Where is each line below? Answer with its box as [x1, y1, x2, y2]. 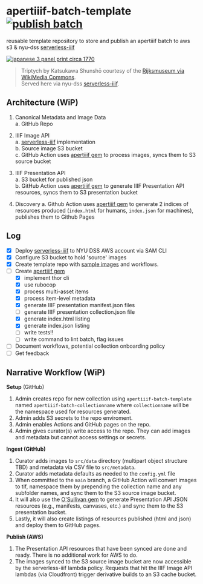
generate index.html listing [24, 315, 91, 322]
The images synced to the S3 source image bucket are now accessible [14, 558, 192, 565]
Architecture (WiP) [6, 98, 79, 108]
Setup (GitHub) [6, 383, 45, 391]
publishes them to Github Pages [14, 213, 95, 221]
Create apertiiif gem [14, 267, 65, 274]
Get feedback [14, 350, 50, 357]
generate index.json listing [24, 322, 90, 330]
